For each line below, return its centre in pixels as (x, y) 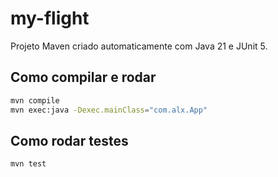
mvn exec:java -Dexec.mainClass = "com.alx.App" (109, 110)
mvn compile (35, 100)
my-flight (50, 18)
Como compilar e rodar (83, 77)
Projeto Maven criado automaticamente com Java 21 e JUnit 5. (139, 46)
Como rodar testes (69, 140)
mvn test (28, 164)
